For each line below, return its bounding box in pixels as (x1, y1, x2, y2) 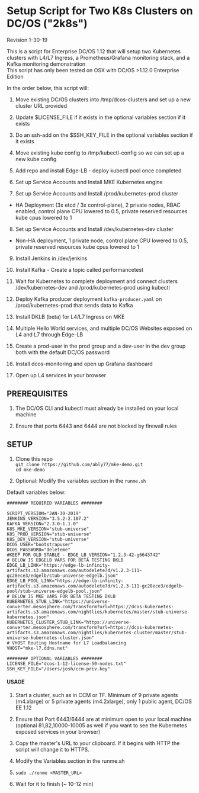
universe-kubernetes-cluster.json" (7, 635, 95, 641)
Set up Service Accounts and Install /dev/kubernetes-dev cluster (15, 225, 174, 232)
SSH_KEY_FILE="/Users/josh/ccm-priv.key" (7, 666, 111, 672)
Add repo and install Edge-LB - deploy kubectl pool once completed (15, 167, 182, 174)
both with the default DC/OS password (15, 348, 110, 356)
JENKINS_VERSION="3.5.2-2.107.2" (7, 515, 89, 522)
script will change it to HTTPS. (15, 746, 89, 753)
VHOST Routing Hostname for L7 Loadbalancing (12, 640, 127, 646)
